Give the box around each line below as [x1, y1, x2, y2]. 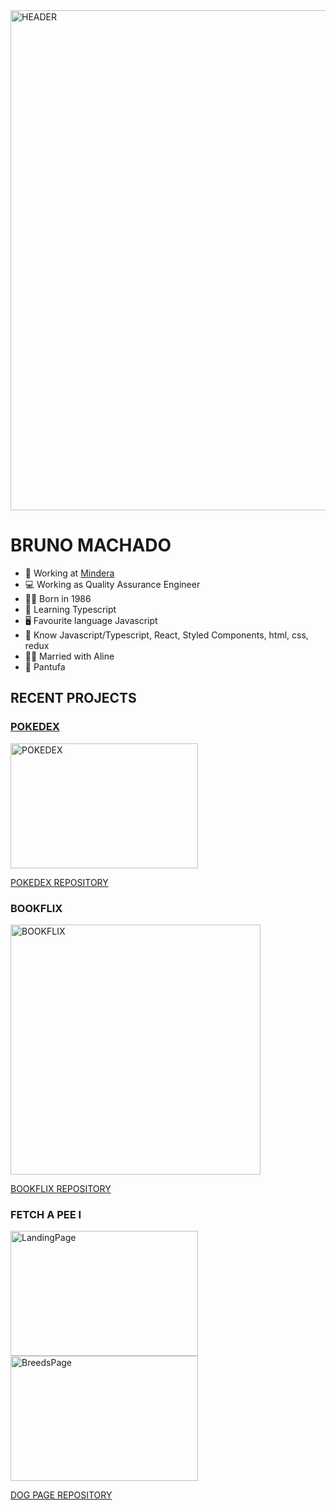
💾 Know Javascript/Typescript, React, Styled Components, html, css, [24, 629, 309, 641]
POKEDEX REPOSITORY [10, 876, 109, 888]
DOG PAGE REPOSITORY [10, 1489, 113, 1501]
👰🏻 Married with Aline [24, 650, 115, 662]
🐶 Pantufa [24, 660, 66, 673]
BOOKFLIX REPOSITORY [10, 1182, 112, 1194]
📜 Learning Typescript [24, 603, 117, 615]
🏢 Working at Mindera [24, 567, 115, 579]
